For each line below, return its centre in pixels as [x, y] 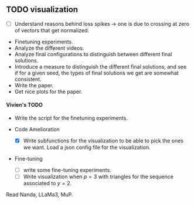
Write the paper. [34, 85]
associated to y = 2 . [47, 183]
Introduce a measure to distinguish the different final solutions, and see [100, 66]
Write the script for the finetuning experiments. [71, 118]
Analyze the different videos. [49, 48]
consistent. [28, 79]
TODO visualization [42, 10]
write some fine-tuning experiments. [67, 170]
